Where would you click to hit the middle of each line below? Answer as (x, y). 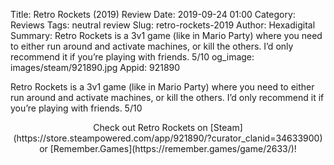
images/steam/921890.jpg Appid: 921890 (95, 67)
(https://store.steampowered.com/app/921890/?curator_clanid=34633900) (168, 138)
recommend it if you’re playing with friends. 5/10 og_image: (132, 57)
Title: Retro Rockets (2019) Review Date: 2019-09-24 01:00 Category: (153, 14)
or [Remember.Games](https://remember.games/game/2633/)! (168, 148)
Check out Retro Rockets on (150, 127)
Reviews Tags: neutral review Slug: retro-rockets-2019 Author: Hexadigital (163, 25)
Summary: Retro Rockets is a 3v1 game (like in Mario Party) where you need (166, 35)
